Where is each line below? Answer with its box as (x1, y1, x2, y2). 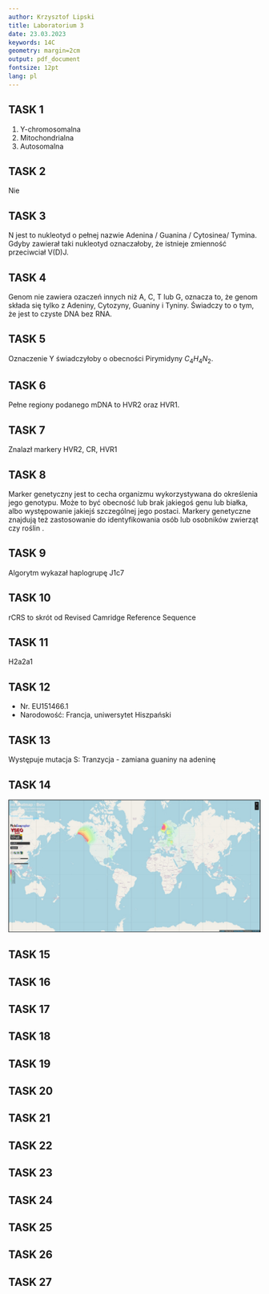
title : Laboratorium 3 (8, 21, 84, 30)
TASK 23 (8, 1166, 54, 1180)
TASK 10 (8, 591, 51, 605)
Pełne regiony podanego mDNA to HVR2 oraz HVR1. (8, 400, 180, 409)
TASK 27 (8, 1275, 52, 1288)
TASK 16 (8, 975, 51, 989)
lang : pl (8, 72, 38, 80)
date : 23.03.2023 (8, 30, 66, 38)
